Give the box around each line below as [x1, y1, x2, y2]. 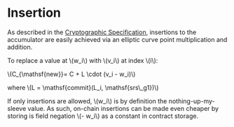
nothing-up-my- [168, 96, 215, 105]
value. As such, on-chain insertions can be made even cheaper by [27, 104, 219, 112]
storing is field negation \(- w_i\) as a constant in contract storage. [7, 112, 198, 120]
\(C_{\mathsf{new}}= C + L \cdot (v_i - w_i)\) [7, 70, 136, 78]
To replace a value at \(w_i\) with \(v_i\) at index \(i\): [7, 56, 158, 64]
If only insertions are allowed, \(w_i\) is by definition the [7, 96, 167, 105]
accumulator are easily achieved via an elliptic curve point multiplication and [7, 35, 228, 43]
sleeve [7, 104, 27, 112]
